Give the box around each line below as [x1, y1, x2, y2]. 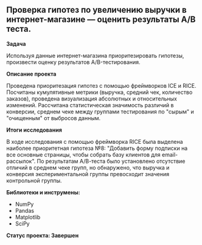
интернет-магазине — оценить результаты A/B [6, 15, 196, 25]
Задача [6, 40, 26, 48]
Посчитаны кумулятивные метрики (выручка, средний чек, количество [6, 88, 193, 96]
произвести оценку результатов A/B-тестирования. [6, 58, 141, 66]
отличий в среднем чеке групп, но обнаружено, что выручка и [6, 164, 170, 171]
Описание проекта [6, 70, 57, 77]
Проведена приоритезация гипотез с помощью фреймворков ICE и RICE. [6, 82, 197, 89]
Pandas [15, 207, 35, 214]
